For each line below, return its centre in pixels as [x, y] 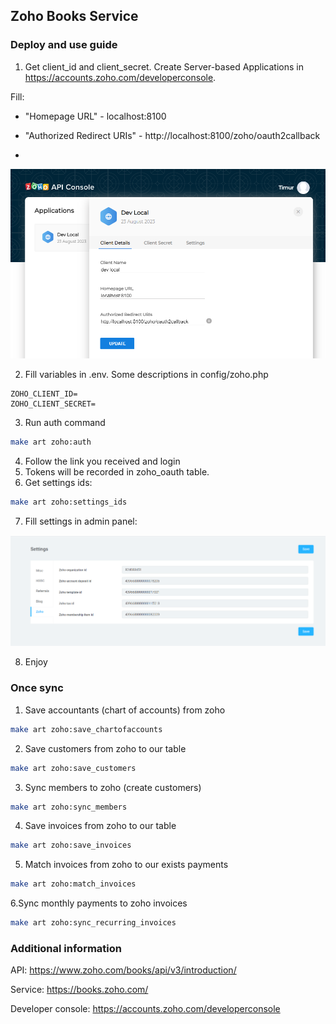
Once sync [37, 688]
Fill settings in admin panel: [81, 521]
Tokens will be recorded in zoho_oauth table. [117, 471]
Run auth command [65, 422]
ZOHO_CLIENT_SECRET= [53, 404]
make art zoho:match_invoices [73, 884]
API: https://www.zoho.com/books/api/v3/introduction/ [123, 970]
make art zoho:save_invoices [71, 845]
